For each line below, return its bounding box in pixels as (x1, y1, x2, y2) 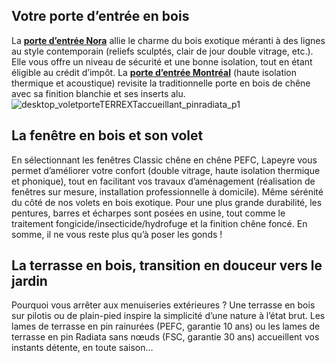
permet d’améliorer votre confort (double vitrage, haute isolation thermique (11, 164, 321, 176)
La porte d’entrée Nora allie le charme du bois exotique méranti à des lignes (11, 34, 326, 46)
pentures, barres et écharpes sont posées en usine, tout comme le (11, 207, 286, 219)
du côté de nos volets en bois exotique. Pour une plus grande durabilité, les (11, 196, 323, 208)
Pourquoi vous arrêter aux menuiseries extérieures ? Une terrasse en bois (11, 299, 316, 311)
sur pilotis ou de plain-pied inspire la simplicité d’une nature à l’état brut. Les (11, 310, 326, 322)
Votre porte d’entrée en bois (11, 8, 190, 25)
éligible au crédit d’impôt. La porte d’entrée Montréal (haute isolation (11, 66, 298, 78)
